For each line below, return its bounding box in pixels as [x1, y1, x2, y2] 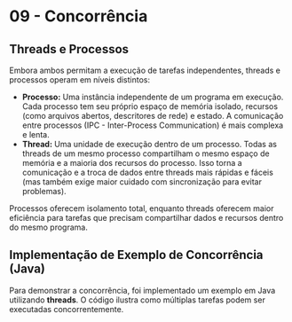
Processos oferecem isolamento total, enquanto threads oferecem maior [9, 203, 274, 214]
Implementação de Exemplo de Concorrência [9, 247, 264, 263]
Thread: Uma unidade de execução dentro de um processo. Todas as [21, 139, 278, 149]
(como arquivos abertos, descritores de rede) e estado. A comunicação [21, 111, 284, 121]
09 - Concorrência [9, 6, 148, 27]
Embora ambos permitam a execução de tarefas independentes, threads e [9, 65, 281, 75]
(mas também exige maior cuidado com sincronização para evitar [21, 177, 262, 187]
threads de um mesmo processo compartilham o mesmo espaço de [21, 148, 270, 159]
